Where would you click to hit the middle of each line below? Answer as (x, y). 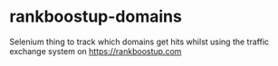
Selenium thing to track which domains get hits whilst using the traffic (139, 42)
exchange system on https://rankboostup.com (96, 51)
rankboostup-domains (96, 17)
